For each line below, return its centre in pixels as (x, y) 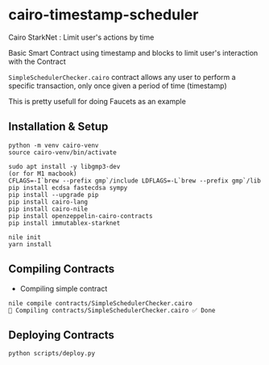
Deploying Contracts (62, 335)
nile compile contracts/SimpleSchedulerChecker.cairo (101, 303)
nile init (25, 237)
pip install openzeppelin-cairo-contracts (81, 216)
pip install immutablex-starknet (64, 223)
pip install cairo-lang (48, 202)
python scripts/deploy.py (52, 354)
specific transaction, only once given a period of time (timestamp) (118, 86)
